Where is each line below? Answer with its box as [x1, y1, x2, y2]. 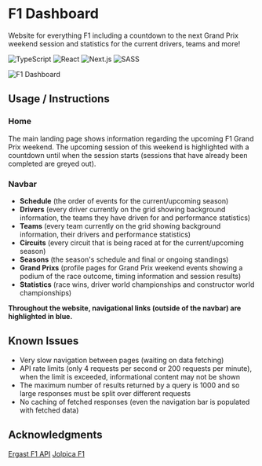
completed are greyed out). [8, 159, 96, 168]
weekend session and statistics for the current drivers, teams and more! [8, 39, 241, 48]
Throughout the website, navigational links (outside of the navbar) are [8, 303, 242, 313]
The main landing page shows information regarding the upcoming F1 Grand [8, 134, 254, 143]
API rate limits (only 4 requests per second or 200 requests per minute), [19, 363, 253, 373]
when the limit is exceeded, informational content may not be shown [19, 372, 241, 381]
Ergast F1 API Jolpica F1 [8, 449, 85, 458]
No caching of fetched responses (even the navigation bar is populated [19, 397, 250, 406]
